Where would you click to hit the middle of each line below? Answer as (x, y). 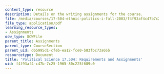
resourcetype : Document (29, 55)
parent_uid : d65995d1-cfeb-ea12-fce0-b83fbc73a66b (58, 50)
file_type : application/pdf (34, 23)
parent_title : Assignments (32, 41)
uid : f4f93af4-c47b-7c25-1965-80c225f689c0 (50, 64)
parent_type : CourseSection (34, 46)
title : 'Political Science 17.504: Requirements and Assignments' (74, 59)
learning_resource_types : (31, 28)
